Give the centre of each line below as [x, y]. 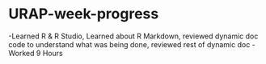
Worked [21, 53]
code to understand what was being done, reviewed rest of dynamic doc [129, 44]
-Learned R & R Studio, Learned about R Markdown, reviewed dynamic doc [133, 36]
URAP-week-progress [84, 14]
